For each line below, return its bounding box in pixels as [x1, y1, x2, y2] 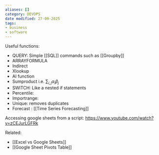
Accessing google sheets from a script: [5, 115, 84, 121]
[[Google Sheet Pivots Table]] [12, 144, 72, 150]
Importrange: [12, 95, 39, 101]
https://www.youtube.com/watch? [85, 115, 154, 121]
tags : [5, 20, 16, 26]
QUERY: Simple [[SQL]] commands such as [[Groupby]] [12, 53, 124, 58]
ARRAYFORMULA [12, 58, 48, 63]
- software [5, 30, 27, 35]
